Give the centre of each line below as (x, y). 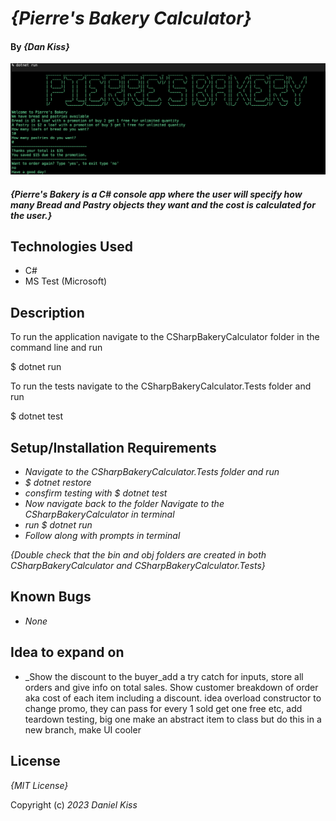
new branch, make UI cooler (83, 729)
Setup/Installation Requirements (113, 447)
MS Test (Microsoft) (66, 281)
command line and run (56, 348)
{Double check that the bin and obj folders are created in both (138, 555)
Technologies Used (71, 247)
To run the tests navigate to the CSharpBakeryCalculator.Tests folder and (161, 386)
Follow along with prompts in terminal (102, 536)
